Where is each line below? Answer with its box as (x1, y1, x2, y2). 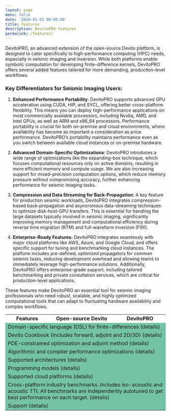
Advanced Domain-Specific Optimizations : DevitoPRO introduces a (12, 150, 157, 156)
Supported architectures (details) (8, 356, 88, 364)
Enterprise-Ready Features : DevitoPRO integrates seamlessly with (12, 234, 154, 240)
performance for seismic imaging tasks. (12, 182, 96, 188)
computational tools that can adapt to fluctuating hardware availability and (5, 298, 161, 304)
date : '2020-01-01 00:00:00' (5, 17, 67, 22)
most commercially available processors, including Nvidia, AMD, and (12, 113, 157, 119)
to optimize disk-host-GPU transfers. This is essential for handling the (12, 208, 159, 214)
